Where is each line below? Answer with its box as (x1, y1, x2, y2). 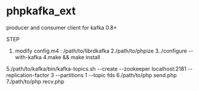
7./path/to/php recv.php (6, 78, 65, 85)
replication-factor (6, 71, 50, 78)
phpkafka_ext (6, 4, 76, 18)
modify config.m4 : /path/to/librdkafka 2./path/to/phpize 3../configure (14, 47, 188, 54)
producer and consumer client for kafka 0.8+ (6, 24, 117, 31)
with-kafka (14, 53, 42, 60)
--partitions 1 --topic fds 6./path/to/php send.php (55, 71, 177, 78)
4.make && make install (43, 53, 101, 60)
